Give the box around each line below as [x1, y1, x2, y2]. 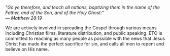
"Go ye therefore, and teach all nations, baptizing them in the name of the [5, 5, 160, 10]
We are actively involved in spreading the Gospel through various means [5, 25, 157, 31]
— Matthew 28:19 [5, 15, 42, 21]
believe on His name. [5, 46, 49, 52]
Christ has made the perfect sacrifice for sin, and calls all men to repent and [5, 41, 164, 47]
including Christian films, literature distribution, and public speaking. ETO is [5, 30, 162, 36]
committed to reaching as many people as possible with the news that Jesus [5, 35, 165, 41]
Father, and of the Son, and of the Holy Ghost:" [5, 10, 104, 16]
